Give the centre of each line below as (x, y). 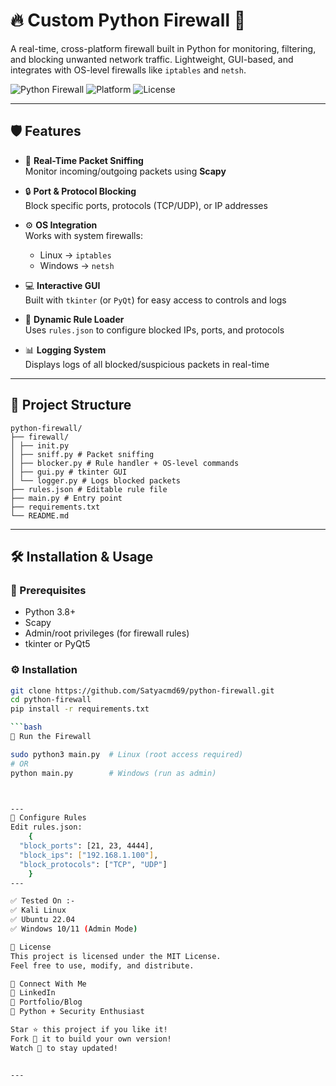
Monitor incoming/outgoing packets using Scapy (125, 171)
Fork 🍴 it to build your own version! (91, 1039)
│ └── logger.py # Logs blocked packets (96, 480)
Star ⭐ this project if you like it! (89, 1030)
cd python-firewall (51, 700)
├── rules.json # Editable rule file (89, 489)
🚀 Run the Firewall (51, 737)
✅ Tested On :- (43, 901)
